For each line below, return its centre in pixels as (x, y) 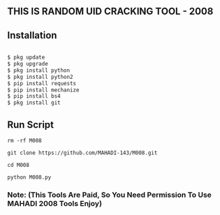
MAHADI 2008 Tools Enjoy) (55, 203)
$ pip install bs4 (34, 96)
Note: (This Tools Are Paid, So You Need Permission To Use (109, 195)
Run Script (31, 125)
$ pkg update (26, 58)
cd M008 (19, 165)
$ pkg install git (34, 103)
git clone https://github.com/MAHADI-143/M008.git (82, 153)
